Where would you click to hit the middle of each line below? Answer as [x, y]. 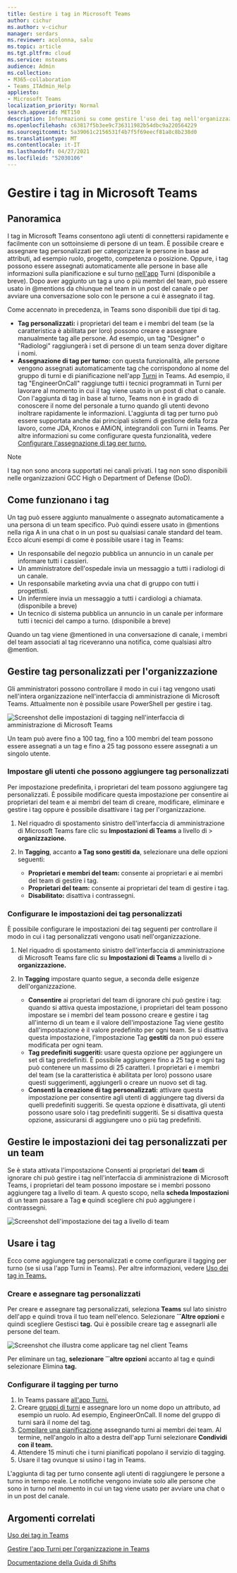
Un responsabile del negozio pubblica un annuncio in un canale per [115, 553]
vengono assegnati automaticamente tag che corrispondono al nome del [123, 368]
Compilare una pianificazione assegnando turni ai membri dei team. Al [120, 1430]
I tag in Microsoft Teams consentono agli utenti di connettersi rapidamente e [118, 236]
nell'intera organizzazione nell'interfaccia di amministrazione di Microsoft [114, 696]
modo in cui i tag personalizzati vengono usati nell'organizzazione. [104, 937]
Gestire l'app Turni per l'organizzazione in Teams [79, 1549]
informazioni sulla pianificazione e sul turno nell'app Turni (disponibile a [111, 273]
